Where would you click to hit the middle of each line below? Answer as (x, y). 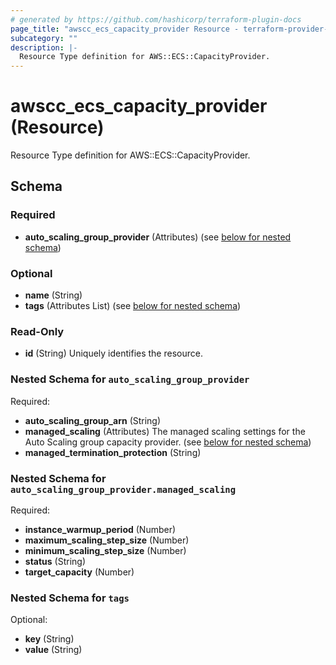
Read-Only (37, 331)
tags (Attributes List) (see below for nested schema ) (133, 306)
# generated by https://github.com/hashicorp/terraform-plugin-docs (156, 19)
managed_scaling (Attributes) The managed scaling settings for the (165, 431)
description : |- (44, 47)
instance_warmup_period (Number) (100, 529)
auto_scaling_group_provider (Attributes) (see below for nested (158, 237)
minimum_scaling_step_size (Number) (105, 550)
